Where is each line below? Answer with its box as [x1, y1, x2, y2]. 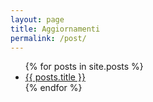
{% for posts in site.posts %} [24, 61, 144, 73]
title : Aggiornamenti [10, 24, 101, 34]
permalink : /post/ [10, 33, 87, 43]
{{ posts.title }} [24, 71, 86, 83]
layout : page [10, 14, 65, 25]
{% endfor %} [24, 82, 83, 94]
